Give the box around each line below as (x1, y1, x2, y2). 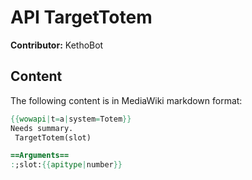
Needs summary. (10, 123, 74, 133)
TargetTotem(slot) (14, 132, 92, 143)
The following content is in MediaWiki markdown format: (10, 94, 243, 106)
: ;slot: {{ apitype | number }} (10, 160, 123, 170)
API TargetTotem (10, 6, 153, 29)
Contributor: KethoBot (10, 39, 104, 51)
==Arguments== (10, 151, 70, 161)
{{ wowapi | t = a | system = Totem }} (10, 114, 132, 124)
